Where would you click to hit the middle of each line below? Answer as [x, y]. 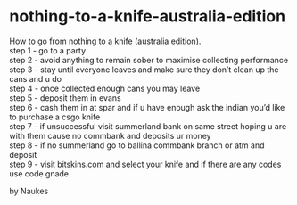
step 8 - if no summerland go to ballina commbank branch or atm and [137, 145]
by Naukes [29, 191]
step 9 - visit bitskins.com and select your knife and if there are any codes [145, 164]
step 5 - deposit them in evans [66, 98]
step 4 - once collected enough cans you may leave [105, 88]
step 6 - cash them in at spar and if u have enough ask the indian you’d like [147, 107]
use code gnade [39, 173]
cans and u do [36, 78]
